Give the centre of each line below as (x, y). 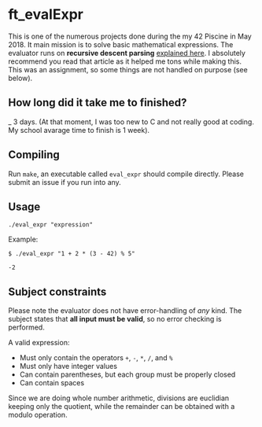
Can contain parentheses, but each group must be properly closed (127, 374)
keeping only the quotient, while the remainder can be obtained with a (122, 407)
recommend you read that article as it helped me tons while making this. (125, 61)
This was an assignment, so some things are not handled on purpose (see (128, 69)
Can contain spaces (52, 383)
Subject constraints (57, 291)
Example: (23, 239)
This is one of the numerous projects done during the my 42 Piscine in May (130, 36)
